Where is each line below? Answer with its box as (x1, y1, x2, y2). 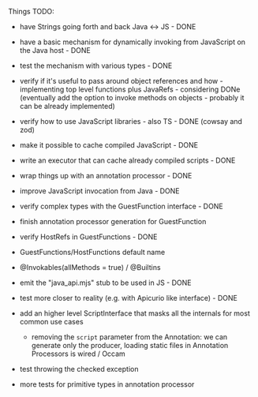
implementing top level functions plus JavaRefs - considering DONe (19, 84, 241, 94)
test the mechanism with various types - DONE (19, 61, 173, 70)
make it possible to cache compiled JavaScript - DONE (19, 140, 199, 149)
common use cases (19, 317, 84, 326)
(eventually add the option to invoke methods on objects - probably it (19, 93, 245, 102)
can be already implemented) (19, 102, 116, 110)
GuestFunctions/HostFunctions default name (19, 248, 166, 257)
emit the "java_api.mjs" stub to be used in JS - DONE (19, 278, 192, 287)
